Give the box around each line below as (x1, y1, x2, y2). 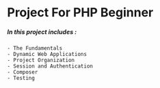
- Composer (7, 69, 38, 76)
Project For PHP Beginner (7, 5, 154, 20)
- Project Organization (7, 57, 75, 64)
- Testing (7, 75, 36, 82)
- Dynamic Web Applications (7, 51, 88, 58)
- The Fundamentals (7, 45, 63, 52)
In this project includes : (7, 27, 77, 35)
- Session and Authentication (7, 63, 94, 70)
